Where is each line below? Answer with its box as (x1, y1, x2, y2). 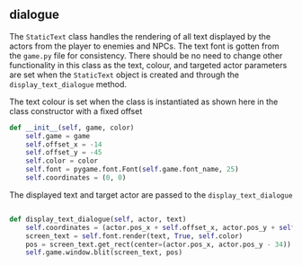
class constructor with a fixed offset (9, 105, 143, 116)
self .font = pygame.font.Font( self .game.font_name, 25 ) (25, 165, 240, 174)
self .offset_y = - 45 (25, 148, 102, 157)
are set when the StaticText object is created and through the (9, 69, 240, 80)
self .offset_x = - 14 (25, 139, 102, 149)
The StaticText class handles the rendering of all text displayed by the (9, 31, 271, 41)
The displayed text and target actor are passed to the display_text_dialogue (9, 189, 293, 200)
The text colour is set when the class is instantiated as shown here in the (9, 96, 279, 107)
